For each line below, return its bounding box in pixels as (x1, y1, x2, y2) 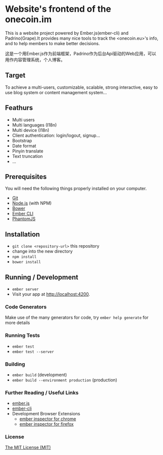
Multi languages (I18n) (12, 122, 57, 128)
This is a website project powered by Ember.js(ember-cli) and (5, 30, 129, 36)
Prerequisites (5, 173, 47, 181)
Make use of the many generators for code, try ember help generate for (5, 315, 149, 321)
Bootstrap (12, 137, 32, 143)
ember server (12, 287, 39, 292)
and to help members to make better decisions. (5, 40, 100, 46)
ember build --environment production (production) (12, 377, 118, 383)
